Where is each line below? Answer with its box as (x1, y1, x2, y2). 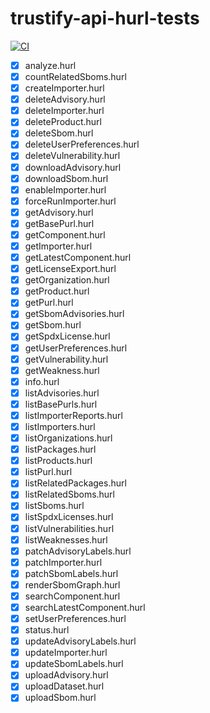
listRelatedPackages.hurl (24, 477, 127, 489)
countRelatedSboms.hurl (24, 71, 127, 82)
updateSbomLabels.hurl (24, 658, 124, 670)
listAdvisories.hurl (24, 387, 100, 399)
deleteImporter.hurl (24, 105, 105, 117)
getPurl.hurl (24, 297, 74, 309)
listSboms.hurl (24, 500, 85, 512)
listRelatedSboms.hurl (24, 488, 116, 501)
